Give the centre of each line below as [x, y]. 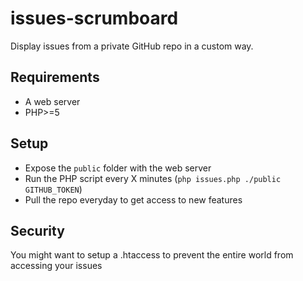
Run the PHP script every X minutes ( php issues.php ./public [153, 178]
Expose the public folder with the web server [118, 168]
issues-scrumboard [94, 18]
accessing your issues [56, 266]
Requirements [55, 77]
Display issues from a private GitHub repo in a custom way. [132, 46]
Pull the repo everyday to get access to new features [133, 199]
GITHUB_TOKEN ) [53, 189]
